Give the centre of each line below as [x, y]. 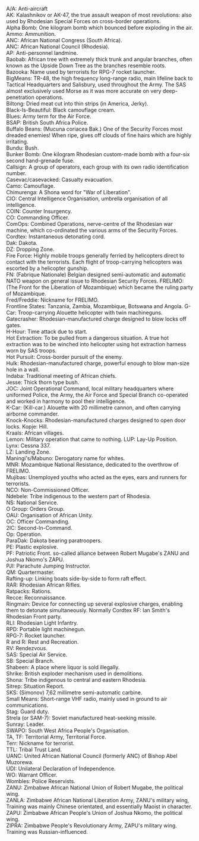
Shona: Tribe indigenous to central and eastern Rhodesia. [76, 680]
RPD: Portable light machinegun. [46, 629]
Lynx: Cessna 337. [29, 446]
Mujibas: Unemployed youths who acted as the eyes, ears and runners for [97, 477]
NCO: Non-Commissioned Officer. [48, 490]
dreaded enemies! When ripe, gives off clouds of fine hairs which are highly [99, 135]
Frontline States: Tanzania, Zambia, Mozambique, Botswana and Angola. [94, 306]
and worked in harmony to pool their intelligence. [66, 401]
